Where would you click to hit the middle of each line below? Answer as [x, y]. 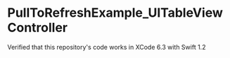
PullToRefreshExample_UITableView [115, 13]
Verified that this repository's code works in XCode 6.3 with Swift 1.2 [107, 47]
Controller [38, 28]
